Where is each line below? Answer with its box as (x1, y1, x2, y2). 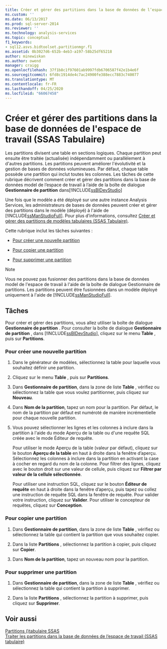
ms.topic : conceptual (5, 35, 50, 40)
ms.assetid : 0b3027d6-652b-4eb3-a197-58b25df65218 (5, 49, 112, 54)
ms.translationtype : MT (5, 77, 55, 82)
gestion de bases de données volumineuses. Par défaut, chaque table (5, 166, 148, 172)
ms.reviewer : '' (5, 26, 39, 31)
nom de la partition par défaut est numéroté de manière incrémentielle (12, 410, 156, 416)
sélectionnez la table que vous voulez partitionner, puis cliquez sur (12, 389, 149, 395)
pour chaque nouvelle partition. (12, 415, 77, 421)
